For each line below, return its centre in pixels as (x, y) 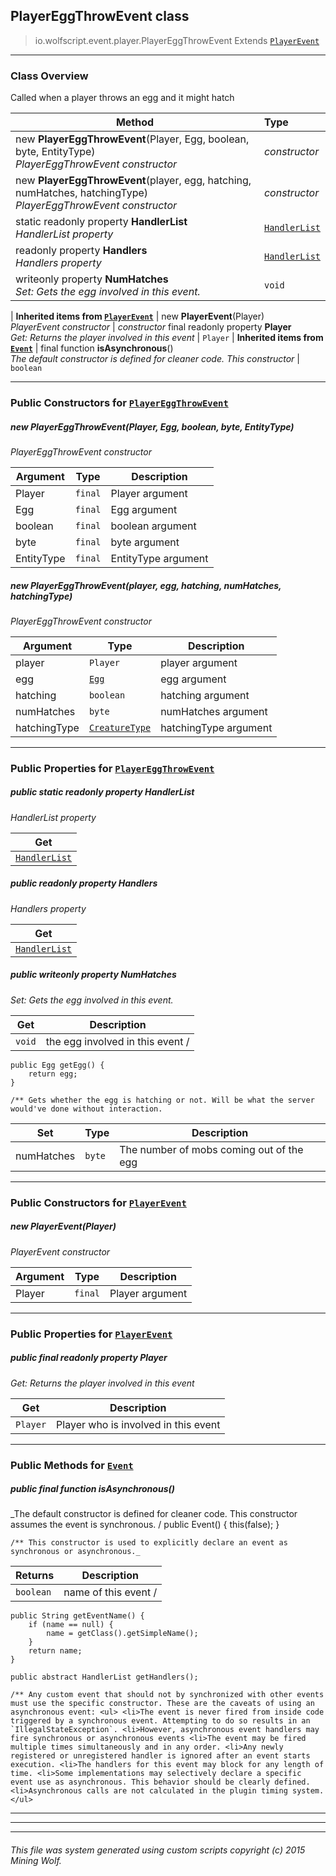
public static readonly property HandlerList (102, 792)
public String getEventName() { (77, 1616)
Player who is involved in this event (138, 1424)
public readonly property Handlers (84, 883)
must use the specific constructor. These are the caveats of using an (162, 1704)
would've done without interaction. (86, 1109)
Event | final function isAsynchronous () (92, 348)
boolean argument (153, 526)
